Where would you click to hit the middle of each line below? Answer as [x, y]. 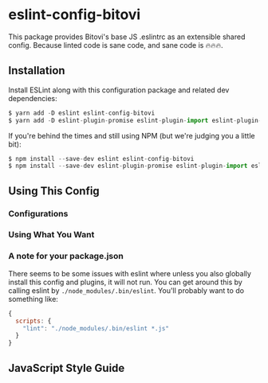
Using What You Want [51, 235]
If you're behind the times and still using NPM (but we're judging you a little [132, 135]
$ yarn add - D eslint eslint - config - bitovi [82, 113]
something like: [33, 299]
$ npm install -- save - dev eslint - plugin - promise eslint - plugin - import [128, 166]
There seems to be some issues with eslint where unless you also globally [130, 273]
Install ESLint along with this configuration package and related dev [119, 90]
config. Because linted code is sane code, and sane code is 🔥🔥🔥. [116, 45]
